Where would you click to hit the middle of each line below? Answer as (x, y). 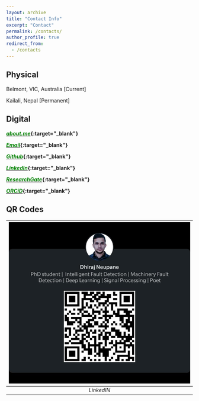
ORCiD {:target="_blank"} (38, 191)
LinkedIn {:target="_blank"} (41, 168)
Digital (18, 119)
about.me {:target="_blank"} (42, 133)
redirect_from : (25, 44)
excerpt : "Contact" (30, 25)
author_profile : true (33, 38)
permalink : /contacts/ (34, 31)
